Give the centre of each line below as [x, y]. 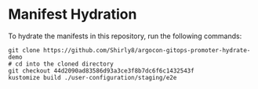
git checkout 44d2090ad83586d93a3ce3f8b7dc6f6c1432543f [101, 71]
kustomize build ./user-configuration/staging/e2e [93, 77]
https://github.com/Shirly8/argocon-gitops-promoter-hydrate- [147, 50]
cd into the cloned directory [64, 64]
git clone [24, 50]
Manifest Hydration [73, 14]
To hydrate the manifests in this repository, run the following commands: [125, 36]
